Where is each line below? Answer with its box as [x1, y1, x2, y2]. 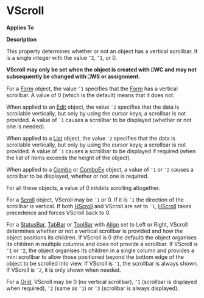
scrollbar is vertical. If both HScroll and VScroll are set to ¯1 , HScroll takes [6, 202, 192, 209]
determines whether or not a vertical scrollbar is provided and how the [6, 227, 183, 234]
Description [6, 35, 37, 43]
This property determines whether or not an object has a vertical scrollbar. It [6, 47, 198, 55]
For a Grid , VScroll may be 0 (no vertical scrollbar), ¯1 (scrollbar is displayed [6, 278, 197, 285]
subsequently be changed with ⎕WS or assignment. [6, 73, 141, 80]
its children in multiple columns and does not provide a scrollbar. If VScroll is [6, 240, 198, 247]
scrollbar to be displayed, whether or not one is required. [6, 172, 149, 180]
